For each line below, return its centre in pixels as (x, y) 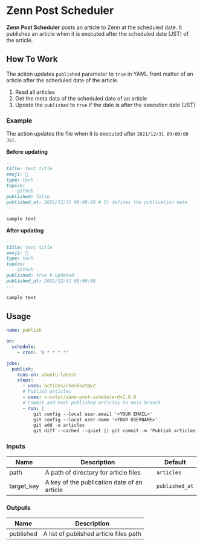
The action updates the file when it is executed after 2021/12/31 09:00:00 (97, 134)
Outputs (19, 508)
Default (175, 462)
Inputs (16, 447)
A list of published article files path (92, 533)
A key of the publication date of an (94, 482)
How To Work (32, 59)
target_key (24, 486)
